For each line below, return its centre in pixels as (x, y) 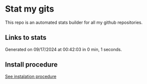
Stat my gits (30, 9)
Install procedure (31, 65)
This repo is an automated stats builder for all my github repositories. (74, 22)
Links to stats (26, 38)
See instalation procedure (31, 76)
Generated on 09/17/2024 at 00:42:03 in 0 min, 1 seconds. (64, 49)
